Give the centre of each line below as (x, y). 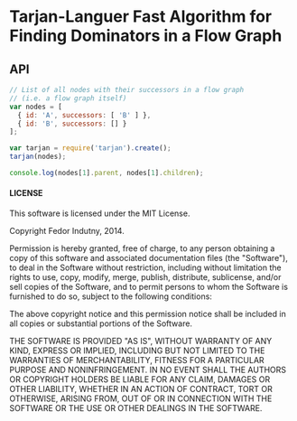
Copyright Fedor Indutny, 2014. (67, 231)
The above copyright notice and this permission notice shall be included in (148, 314)
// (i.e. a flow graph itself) (68, 98)
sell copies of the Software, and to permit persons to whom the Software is (149, 287)
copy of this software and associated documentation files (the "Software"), (149, 258)
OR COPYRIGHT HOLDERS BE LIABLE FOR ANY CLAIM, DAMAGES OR (140, 379)
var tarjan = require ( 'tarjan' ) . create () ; (90, 148)
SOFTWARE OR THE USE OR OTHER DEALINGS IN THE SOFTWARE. (136, 408)
